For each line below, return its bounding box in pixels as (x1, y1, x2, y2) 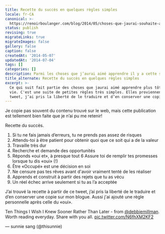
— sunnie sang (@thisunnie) (5, 224, 62, 230)
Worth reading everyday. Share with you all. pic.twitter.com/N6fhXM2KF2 (5, 214, 154, 220)
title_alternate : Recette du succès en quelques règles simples (5, 76, 139, 81)
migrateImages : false (5, 39, 50, 44)
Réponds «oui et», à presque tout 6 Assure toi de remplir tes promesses (12, 153, 158, 159)
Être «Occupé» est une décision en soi (12, 164, 91, 169)
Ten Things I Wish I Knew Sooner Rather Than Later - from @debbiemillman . (5, 209, 160, 215)
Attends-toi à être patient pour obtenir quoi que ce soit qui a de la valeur (12, 137, 159, 143)
